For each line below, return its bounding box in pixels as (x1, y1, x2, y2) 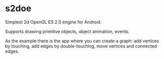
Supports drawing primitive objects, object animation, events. (5, 28, 130, 34)
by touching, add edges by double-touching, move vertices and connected (5, 43, 157, 49)
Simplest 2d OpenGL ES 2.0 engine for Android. (5, 19, 102, 25)
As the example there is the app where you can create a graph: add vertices (5, 38, 159, 44)
